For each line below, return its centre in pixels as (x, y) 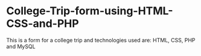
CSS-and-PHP (43, 24)
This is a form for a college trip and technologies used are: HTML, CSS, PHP (101, 40)
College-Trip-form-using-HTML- (90, 11)
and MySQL (21, 46)
